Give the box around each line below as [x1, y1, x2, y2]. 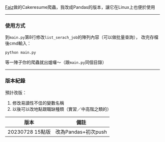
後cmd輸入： [5, 41, 31, 47]
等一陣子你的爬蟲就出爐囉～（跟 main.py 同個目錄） [5, 59, 107, 65]
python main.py [5, 50, 36, 55]
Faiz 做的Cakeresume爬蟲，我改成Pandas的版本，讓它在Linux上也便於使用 [5, 4, 156, 10]
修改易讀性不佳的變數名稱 [12, 100, 64, 106]
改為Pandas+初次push [55, 128, 107, 135]
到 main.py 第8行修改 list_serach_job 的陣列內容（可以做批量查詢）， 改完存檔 [5, 34, 159, 40]
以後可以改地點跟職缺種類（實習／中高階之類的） [12, 106, 111, 112]
